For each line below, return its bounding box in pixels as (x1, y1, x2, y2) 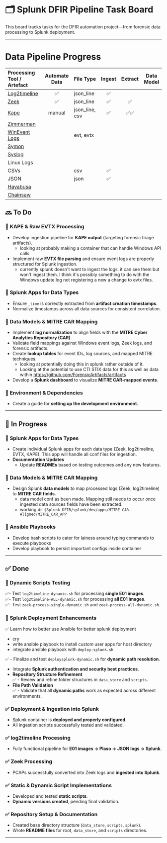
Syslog (7, 151, 24, 158)
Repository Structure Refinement (12, 671, 83, 677)
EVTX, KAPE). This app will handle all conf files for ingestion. (12, 451, 137, 458)
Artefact (7, 82, 28, 89)
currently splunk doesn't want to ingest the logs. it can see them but (19, 266, 160, 272)
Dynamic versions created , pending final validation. (12, 798, 120, 804)
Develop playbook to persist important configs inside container (12, 545, 142, 551)
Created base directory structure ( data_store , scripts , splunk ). (12, 822, 142, 828)
